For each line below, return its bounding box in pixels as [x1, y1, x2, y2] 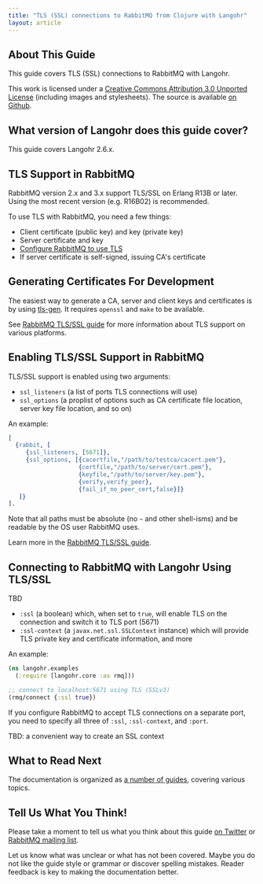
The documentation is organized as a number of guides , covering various [8, 775, 246, 784]
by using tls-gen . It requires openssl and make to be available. [8, 304, 206, 313]
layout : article [8, 19, 61, 27]
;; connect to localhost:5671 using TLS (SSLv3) [8, 686, 170, 694]
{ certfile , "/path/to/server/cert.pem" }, [78, 464, 213, 472]
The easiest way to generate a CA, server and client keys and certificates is [8, 296, 253, 305]
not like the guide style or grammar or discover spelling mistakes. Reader [8, 859, 245, 868]
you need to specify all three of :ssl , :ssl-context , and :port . [8, 716, 209, 725]
